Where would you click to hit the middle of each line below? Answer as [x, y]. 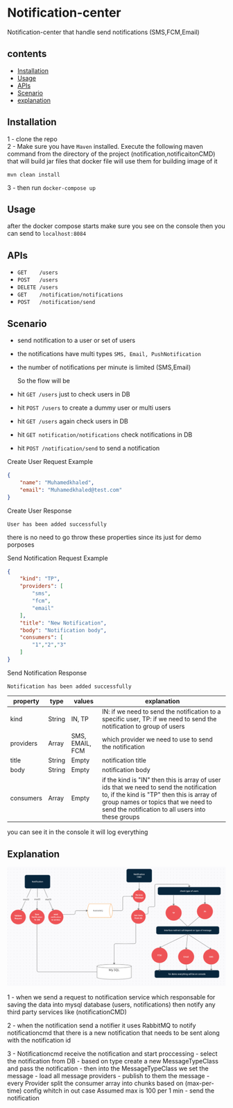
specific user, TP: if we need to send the [159, 718]
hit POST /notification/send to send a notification [88, 448]
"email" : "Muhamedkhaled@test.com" [71, 490]
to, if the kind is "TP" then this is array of [159, 794]
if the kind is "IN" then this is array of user [161, 780]
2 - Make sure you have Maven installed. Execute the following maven [105, 146]
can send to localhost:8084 [47, 234]
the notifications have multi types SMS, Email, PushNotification [109, 354]
